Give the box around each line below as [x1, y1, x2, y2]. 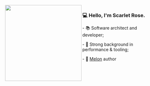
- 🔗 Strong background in [82, 41, 133, 48]
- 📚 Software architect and [82, 25, 137, 31]
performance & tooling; [82, 47, 129, 52]
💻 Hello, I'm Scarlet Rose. [82, 12, 146, 18]
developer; [82, 32, 104, 38]
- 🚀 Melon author [82, 56, 116, 62]
